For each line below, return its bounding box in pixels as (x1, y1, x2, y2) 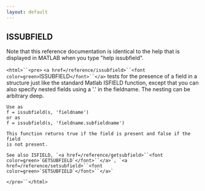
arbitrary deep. (6, 92, 44, 100)
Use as (6, 104, 23, 110)
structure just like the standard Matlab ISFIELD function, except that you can (6, 79, 199, 86)
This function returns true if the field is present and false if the (6, 131, 191, 137)
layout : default (6, 9, 48, 15)
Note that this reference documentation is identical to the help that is (6, 48, 180, 55)
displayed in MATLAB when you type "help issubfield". (6, 54, 144, 62)
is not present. (6, 141, 48, 148)
